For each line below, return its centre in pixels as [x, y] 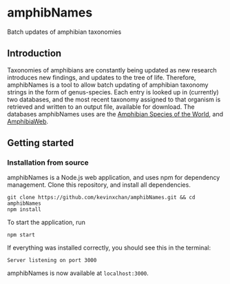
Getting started [41, 143]
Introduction [34, 53]
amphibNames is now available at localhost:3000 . [78, 273]
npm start [21, 235]
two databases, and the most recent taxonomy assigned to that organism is [114, 99]
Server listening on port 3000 [52, 261]
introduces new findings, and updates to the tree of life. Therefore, [102, 77]
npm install [24, 210]
